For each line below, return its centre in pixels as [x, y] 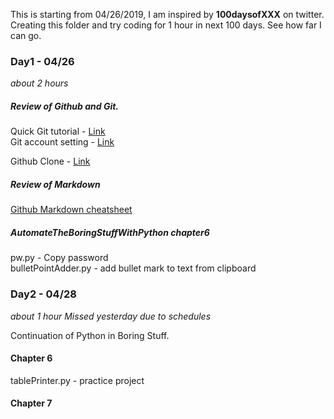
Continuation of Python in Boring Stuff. [90, 335]
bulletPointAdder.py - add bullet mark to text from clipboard [133, 268]
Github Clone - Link [50, 161]
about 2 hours [39, 83]
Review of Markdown [55, 184]
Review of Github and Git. [65, 106]
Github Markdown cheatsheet [71, 210]
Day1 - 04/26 [42, 61]
